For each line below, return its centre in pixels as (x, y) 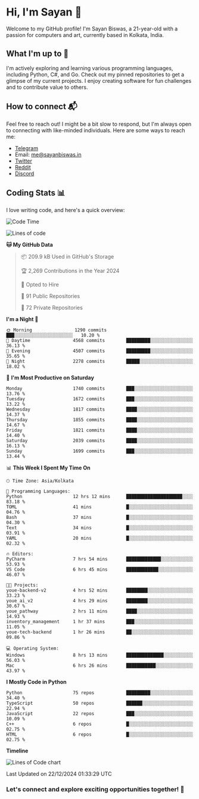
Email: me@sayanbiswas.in (48, 154)
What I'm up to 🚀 (38, 54)
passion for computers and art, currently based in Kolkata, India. (85, 35)
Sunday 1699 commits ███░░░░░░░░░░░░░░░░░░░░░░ (100, 451)
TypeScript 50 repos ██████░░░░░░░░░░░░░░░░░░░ (100, 703)
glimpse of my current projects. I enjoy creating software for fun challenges (99, 80)
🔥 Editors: (20, 554)
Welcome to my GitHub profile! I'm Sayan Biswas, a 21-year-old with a (92, 29)
